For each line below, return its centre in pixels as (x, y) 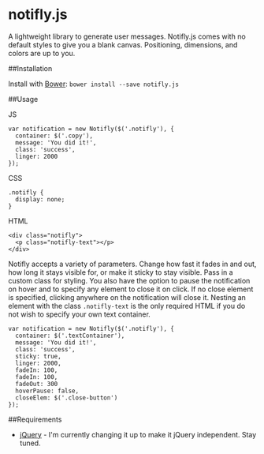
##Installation (30, 68)
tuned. (30, 443)
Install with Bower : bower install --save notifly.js (94, 84)
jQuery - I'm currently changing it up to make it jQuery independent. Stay (138, 434)
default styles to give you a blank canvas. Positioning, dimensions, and (123, 44)
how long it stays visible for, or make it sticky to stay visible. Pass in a (121, 272)
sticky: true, (38, 356)
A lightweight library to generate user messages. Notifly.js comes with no (127, 36)
